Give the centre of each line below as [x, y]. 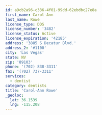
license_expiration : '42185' [36, 39]
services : [16, 76]
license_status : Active [31, 34]
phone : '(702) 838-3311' [32, 67]
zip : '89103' [19, 62]
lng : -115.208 [25, 105]
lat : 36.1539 [24, 100]
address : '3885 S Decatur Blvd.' [41, 43]
